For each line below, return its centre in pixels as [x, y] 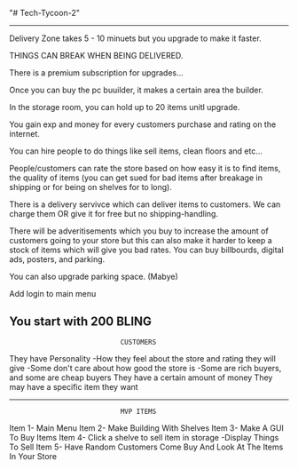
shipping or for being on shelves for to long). [91, 187]
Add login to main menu [53, 294]
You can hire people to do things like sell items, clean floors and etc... [136, 151]
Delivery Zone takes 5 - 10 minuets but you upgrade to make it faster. [135, 38]
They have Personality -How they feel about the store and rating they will [143, 358]
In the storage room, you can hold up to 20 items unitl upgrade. [125, 107]
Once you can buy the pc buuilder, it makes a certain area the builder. [136, 90]
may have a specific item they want [74, 386]
